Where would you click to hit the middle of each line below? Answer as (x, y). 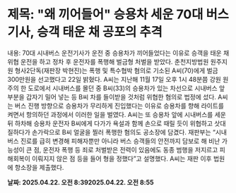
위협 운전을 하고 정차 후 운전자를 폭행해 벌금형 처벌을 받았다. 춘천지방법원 (108, 61)
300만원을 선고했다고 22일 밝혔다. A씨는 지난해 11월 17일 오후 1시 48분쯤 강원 (114, 79)
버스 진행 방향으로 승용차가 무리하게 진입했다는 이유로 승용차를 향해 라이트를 (119, 106)
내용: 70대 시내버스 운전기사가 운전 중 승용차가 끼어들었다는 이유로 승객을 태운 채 (118, 53)
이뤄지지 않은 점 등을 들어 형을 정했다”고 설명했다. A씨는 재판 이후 (122, 158)
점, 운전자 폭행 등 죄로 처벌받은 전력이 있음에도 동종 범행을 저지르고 (126, 149)
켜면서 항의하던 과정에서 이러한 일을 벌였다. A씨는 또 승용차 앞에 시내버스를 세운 (117, 114)
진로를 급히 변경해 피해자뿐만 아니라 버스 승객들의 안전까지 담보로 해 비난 (120, 141)
